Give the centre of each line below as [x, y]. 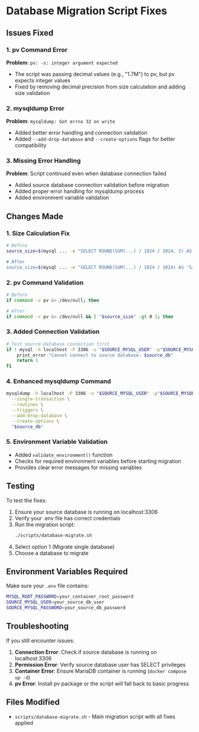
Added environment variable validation [62, 198]
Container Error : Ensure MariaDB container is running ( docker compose [100, 671]
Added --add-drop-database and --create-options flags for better [95, 139]
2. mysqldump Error [35, 108]
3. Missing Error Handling [44, 161]
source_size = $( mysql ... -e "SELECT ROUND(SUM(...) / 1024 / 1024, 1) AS [99, 251]
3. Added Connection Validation [53, 332]
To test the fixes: [27, 500]
